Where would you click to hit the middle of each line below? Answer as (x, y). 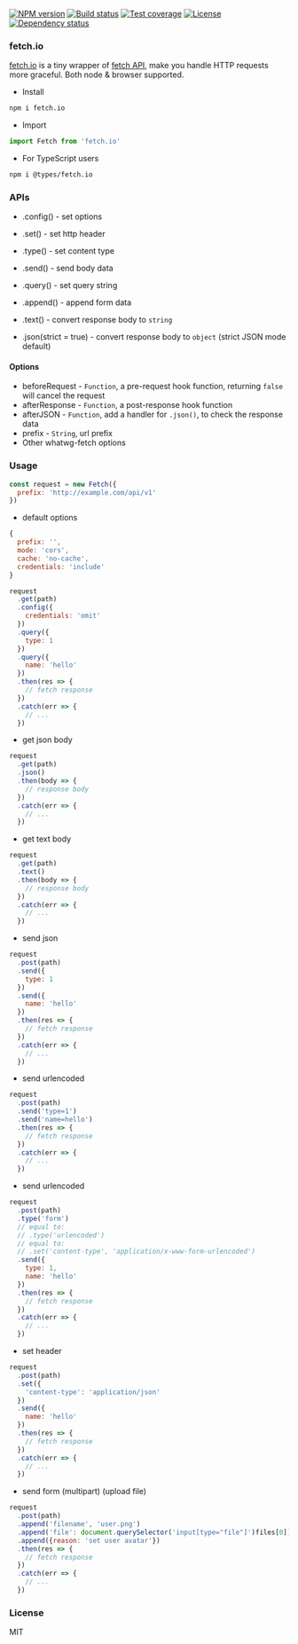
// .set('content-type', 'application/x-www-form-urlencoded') (136, 1252)
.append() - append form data (77, 302)
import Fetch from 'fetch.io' (65, 142)
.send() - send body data (67, 268)
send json (40, 938)
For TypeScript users (60, 159)
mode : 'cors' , (43, 551)
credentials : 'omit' (63, 616)
